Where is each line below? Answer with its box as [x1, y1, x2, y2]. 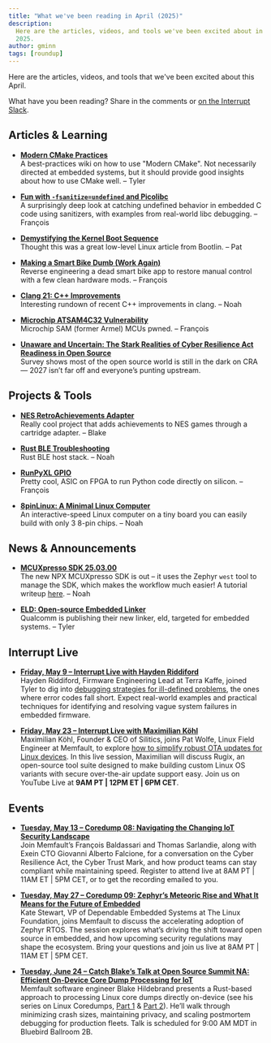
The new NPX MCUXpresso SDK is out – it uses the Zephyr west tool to [19, 572, 257, 582]
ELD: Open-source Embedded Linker [19, 604, 146, 614]
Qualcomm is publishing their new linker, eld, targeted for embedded [19, 613, 250, 623]
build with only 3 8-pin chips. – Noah [19, 517, 144, 528]
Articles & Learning [8, 128, 108, 142]
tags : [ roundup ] [8, 50, 63, 58]
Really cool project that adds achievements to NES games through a [19, 419, 247, 429]
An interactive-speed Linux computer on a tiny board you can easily [19, 509, 247, 519]
